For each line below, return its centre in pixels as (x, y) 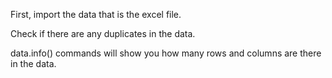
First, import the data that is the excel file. (96, 14)
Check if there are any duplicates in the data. (103, 33)
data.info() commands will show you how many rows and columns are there (166, 53)
